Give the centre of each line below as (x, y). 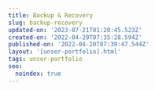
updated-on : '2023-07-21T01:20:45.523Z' (76, 30)
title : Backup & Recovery (50, 15)
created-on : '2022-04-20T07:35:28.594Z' (76, 37)
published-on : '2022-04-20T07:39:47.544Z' (79, 45)
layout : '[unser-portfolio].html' (65, 52)
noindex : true (38, 74)
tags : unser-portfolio (45, 59)
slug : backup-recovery (45, 23)
